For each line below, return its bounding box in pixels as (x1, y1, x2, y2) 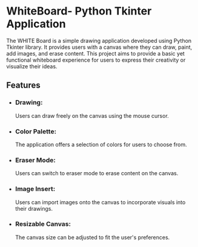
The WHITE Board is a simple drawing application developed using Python (6, 37, 192, 44)
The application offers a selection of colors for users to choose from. (15, 141, 187, 148)
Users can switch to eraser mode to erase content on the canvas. (15, 170, 179, 177)
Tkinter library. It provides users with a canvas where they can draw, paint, (6, 43, 193, 51)
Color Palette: (15, 127, 56, 135)
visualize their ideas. (6, 62, 58, 70)
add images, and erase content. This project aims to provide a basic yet (6, 50, 185, 57)
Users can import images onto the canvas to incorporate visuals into (15, 198, 186, 206)
